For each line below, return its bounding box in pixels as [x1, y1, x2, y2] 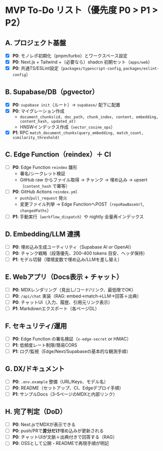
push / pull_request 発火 [19, 195, 68, 201]
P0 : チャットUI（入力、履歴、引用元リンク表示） [12, 299, 113, 305]
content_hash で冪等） [24, 183, 70, 189]
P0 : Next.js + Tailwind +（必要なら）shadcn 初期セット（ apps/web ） [12, 59, 153, 65]
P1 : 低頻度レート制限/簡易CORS [12, 342, 77, 348]
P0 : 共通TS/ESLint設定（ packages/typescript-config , [12, 65, 123, 71]
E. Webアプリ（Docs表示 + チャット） [5, 272, 123, 281]
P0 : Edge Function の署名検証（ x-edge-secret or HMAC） [12, 336, 131, 342]
